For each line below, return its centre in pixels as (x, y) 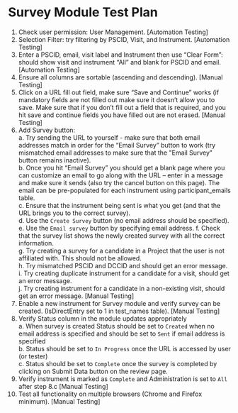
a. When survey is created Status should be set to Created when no (116, 326)
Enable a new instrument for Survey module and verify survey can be (119, 303)
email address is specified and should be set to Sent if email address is (121, 334)
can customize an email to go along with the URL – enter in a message (121, 175)
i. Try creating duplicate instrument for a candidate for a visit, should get (124, 273)
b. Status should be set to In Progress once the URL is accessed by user (124, 348)
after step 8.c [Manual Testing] (63, 386)
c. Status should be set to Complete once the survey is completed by (118, 363)
